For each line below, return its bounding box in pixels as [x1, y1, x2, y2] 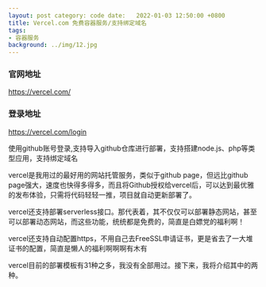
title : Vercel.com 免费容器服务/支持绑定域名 [8, 19, 147, 27]
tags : [8, 26, 26, 34]
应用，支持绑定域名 [14, 153, 78, 163]
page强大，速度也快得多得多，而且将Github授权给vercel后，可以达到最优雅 [8, 180, 255, 189]
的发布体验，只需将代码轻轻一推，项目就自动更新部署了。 [8, 189, 196, 199]
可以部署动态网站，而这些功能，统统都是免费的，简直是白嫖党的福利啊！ [8, 216, 245, 226]
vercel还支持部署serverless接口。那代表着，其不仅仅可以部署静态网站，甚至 [8, 207, 257, 216]
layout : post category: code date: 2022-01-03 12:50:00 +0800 [8, 11, 226, 20]
